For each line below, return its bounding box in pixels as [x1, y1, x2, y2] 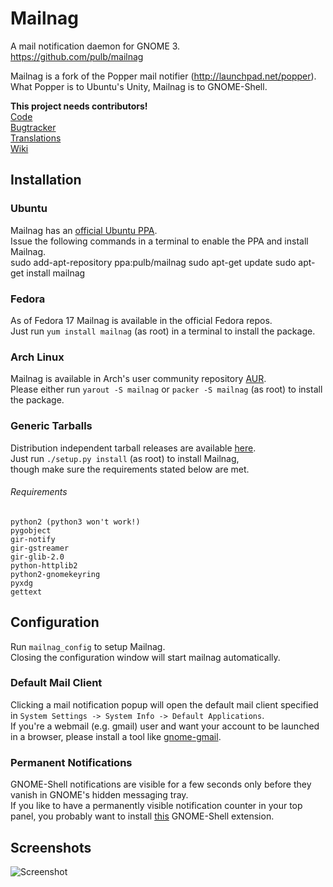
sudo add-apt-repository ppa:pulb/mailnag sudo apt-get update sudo [10, 256, 297, 268]
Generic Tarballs [10, 419, 93, 433]
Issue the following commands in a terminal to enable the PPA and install [10, 235, 309, 247]
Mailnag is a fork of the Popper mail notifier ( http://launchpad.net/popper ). [10, 70, 317, 82]
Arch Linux [10, 350, 65, 364]
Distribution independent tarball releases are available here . [10, 442, 257, 454]
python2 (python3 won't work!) [10, 517, 141, 527]
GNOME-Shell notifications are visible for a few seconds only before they [10, 778, 312, 791]
